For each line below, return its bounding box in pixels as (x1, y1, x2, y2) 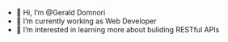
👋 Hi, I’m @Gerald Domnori (15, 8, 106, 17)
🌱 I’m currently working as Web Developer (15, 16, 157, 26)
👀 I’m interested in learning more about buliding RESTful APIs (15, 25, 220, 34)
